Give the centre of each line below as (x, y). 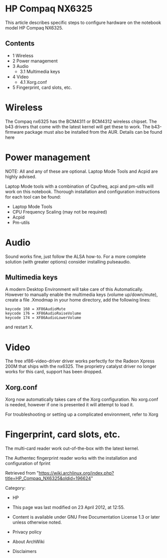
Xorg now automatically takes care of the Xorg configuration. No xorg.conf (82, 399)
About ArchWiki (28, 542)
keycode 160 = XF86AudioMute (35, 309)
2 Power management (35, 61)
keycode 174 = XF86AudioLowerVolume (43, 318)
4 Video (20, 77)
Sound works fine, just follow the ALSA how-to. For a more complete (76, 256)
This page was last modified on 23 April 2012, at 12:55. (69, 508)
